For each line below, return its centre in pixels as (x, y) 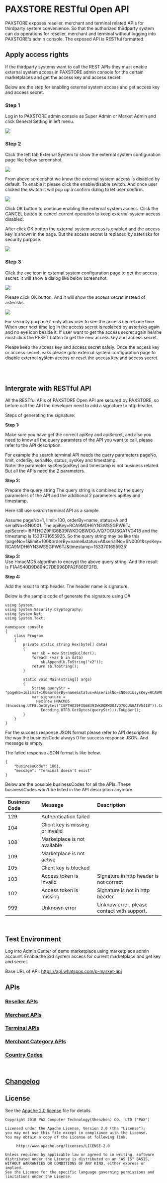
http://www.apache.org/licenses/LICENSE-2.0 (63, 1146)
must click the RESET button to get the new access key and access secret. (82, 337)
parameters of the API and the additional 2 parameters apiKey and (73, 496)
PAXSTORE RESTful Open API (67, 9)
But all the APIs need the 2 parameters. (45, 471)
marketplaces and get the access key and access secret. (63, 77)
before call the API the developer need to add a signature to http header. (79, 406)
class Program (29, 636)
